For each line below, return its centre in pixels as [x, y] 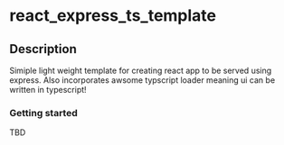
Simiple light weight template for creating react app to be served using [141, 70]
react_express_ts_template [113, 16]
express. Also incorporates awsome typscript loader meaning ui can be [142, 80]
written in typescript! [48, 90]
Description [43, 49]
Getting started [44, 113]
